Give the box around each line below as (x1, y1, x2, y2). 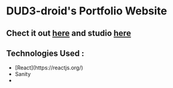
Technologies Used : (6, 48, 84, 58)
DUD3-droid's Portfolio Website (6, 4, 168, 18)
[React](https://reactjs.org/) (14, 64, 84, 71)
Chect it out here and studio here (6, 28, 132, 38)
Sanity (14, 71, 31, 78)
